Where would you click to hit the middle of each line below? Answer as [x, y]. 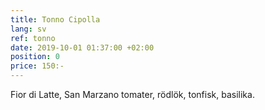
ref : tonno [33, 38]
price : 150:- [37, 66]
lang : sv [28, 29]
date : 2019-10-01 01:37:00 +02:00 [82, 47]
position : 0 [35, 57]
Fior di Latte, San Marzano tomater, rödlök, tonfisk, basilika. [132, 94]
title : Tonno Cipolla [55, 19]
